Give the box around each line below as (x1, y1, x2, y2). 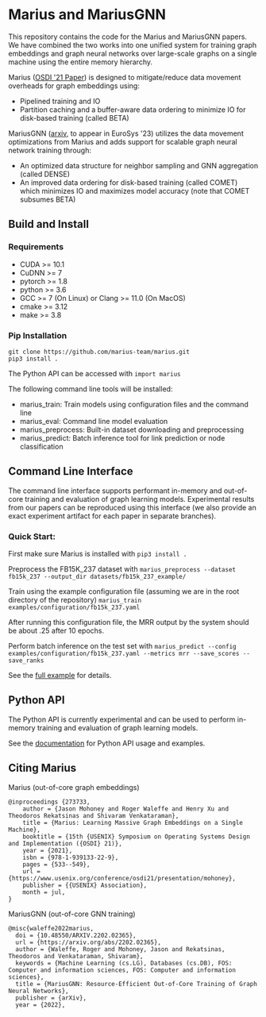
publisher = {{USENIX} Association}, (22, 881, 148, 889)
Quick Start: (8, 530, 56, 541)
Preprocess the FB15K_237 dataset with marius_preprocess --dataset (8, 564, 237, 574)
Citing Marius (8, 761, 77, 775)
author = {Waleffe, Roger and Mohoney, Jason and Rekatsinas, (15, 945, 226, 953)
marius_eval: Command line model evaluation (19, 416, 168, 426)
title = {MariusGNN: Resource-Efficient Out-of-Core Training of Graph (15, 980, 258, 988)
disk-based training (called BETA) (19, 113, 129, 122)
